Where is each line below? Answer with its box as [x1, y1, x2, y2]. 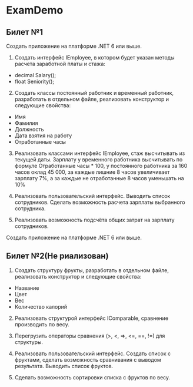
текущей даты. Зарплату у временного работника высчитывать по [14, 156, 183, 163]
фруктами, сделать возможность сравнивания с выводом [14, 356, 162, 363]
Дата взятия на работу [14, 132, 72, 139]
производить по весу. [14, 320, 69, 328]
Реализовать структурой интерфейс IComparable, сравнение [14, 315, 169, 322]
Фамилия [14, 120, 38, 127]
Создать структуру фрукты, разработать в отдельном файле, [14, 266, 169, 274]
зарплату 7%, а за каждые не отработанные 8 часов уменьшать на [14, 175, 184, 181]
